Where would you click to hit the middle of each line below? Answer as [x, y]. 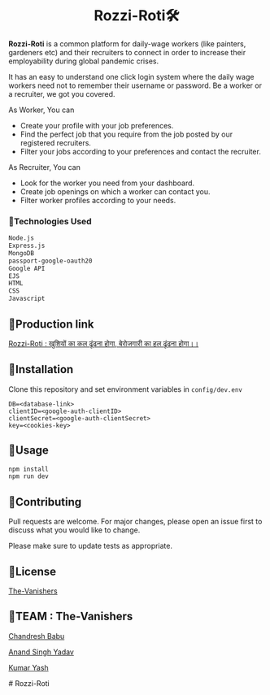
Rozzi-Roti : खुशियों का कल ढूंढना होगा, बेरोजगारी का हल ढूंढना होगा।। [104, 343]
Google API [27, 268]
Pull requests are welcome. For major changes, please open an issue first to [135, 522]
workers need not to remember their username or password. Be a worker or [135, 85]
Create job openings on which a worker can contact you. [115, 191]
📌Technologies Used [50, 221]
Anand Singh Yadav [41, 652]
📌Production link [51, 324]
